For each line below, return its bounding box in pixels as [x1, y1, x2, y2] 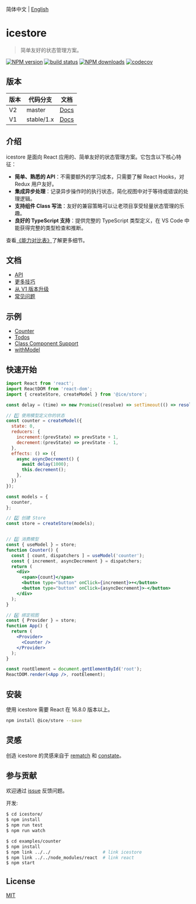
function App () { [6, 623, 48, 629]
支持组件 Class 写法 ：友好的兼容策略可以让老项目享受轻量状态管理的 [14, 202, 180, 209]
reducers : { [11, 429, 41, 435]
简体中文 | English [6, 6, 49, 12]
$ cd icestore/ [6, 812, 43, 817]
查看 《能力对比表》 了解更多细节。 [6, 236, 88, 243]
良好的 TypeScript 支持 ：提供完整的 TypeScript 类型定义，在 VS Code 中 [14, 216, 190, 224]
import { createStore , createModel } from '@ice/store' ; [6, 391, 148, 397]
